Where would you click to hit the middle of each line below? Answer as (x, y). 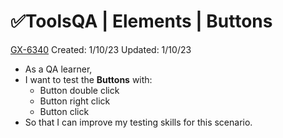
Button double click (79, 90)
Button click (64, 111)
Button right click (75, 101)
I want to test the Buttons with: (88, 79)
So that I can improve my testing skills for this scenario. (138, 122)
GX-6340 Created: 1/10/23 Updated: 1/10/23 (101, 49)
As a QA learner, (58, 69)
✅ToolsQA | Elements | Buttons (141, 21)
